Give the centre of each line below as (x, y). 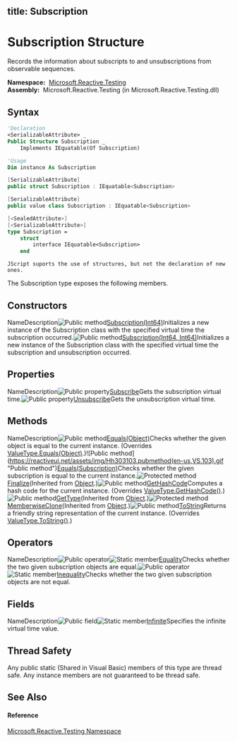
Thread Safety (39, 651)
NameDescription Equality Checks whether (119, 559)
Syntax (23, 112)
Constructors (37, 305)
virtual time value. (33, 629)
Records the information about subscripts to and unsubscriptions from (109, 61)
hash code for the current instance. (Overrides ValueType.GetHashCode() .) (116, 490)
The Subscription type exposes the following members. (88, 283)
